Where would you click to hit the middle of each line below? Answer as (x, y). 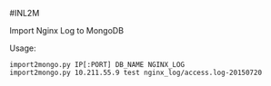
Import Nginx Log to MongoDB (67, 30)
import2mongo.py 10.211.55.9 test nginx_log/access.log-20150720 (135, 72)
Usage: (23, 48)
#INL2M (25, 13)
